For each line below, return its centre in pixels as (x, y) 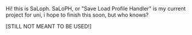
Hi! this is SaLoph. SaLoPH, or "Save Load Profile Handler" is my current (96, 9)
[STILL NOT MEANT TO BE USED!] (49, 26)
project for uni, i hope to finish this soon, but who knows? (77, 15)
